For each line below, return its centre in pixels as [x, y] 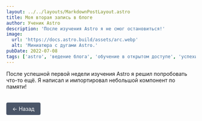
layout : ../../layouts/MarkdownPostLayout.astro [68, 12]
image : [14, 34]
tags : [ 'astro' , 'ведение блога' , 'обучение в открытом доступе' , [91, 57]
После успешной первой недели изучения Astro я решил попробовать [97, 73]
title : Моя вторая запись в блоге [50, 17]
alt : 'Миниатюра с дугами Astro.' [55, 46]
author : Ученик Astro [33, 23]
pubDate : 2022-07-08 [32, 51]
